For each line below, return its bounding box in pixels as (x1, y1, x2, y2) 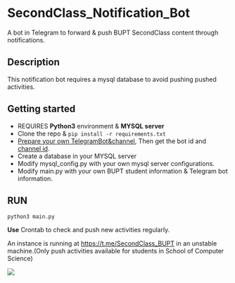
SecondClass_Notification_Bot (7, 5, 190, 21)
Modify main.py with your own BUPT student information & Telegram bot (17, 167, 228, 175)
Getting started (7, 103, 76, 115)
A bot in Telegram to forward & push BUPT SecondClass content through (7, 28, 219, 37)
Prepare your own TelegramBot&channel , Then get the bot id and (17, 136, 206, 145)
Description (7, 56, 60, 68)
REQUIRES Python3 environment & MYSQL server (17, 121, 165, 130)
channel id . (17, 144, 50, 152)
